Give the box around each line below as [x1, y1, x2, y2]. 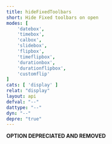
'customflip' [17, 71, 50, 77]
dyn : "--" [6, 110, 31, 116]
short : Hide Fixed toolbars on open [6, 15, 99, 21]
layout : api [6, 93, 36, 99]
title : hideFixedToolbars [6, 8, 71, 15]
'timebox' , [17, 31, 45, 38]
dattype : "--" [6, 104, 42, 111]
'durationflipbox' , [17, 65, 67, 71]
